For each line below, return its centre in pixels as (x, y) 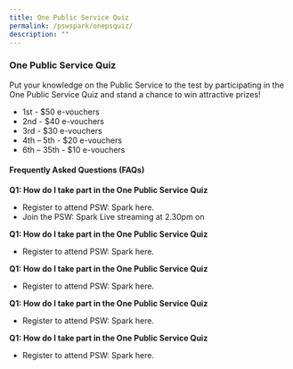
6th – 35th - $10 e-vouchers (73, 149)
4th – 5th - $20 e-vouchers (72, 140)
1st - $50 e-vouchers (61, 112)
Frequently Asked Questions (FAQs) (77, 170)
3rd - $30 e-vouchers (62, 130)
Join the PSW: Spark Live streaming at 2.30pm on (113, 216)
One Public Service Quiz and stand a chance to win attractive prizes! (135, 94)
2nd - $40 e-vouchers (63, 121)
